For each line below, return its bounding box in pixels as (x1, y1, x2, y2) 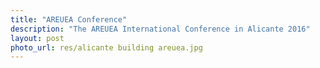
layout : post (10, 33, 65, 43)
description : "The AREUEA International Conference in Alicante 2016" (10, 24, 311, 34)
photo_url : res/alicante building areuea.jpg (10, 42, 203, 53)
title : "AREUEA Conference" (10, 14, 128, 25)
